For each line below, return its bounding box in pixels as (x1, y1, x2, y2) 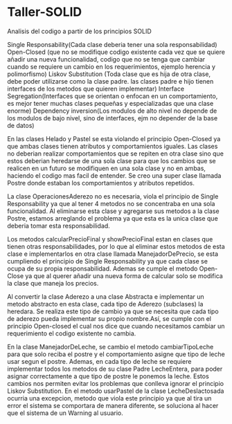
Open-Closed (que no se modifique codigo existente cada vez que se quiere (7, 48, 225, 56)
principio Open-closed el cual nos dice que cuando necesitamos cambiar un (7, 322, 225, 330)
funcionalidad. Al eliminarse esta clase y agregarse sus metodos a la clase (7, 207, 220, 215)
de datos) (7, 121, 35, 129)
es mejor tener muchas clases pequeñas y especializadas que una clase (7, 99, 214, 107)
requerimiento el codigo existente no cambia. (7, 329, 136, 338)
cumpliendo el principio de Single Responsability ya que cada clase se (7, 257, 208, 265)
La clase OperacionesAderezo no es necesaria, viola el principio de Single (7, 192, 219, 201)
